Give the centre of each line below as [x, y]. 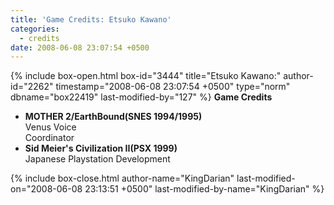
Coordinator [49, 138]
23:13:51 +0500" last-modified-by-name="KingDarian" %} [204, 189]
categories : [35, 29]
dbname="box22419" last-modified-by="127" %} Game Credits [141, 97]
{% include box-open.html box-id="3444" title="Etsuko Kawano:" [146, 76]
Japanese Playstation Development [97, 159]
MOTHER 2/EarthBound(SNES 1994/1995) [113, 117]
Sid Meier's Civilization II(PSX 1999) [101, 148]
